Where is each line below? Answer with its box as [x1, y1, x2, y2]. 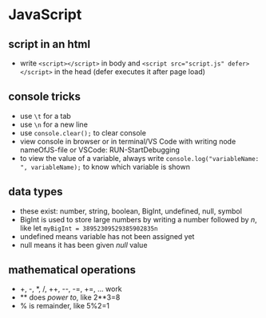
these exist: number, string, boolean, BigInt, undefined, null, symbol [19, 206, 242, 216]
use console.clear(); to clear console [19, 128, 146, 137]
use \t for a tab [19, 111, 72, 120]
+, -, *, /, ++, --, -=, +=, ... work [19, 285, 122, 294]
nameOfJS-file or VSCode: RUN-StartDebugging [19, 145, 180, 155]
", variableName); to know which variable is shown [19, 162, 190, 171]
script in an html [8, 37, 90, 51]
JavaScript [8, 6, 82, 24]
